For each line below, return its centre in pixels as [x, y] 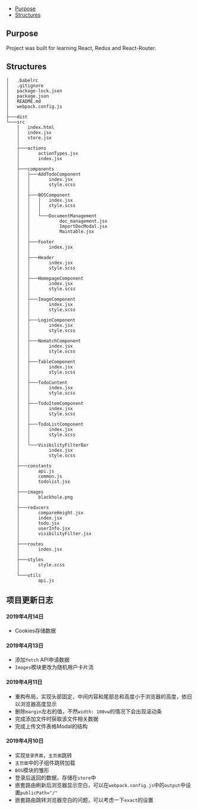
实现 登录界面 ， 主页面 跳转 [43, 755]
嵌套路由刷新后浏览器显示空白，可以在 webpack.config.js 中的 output [98, 785]
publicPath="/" [39, 793]
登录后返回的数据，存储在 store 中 [55, 777]
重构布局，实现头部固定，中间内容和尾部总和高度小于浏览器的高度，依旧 [103, 696]
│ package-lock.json [34, 91]
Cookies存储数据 [35, 631]
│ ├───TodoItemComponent [50, 403]
